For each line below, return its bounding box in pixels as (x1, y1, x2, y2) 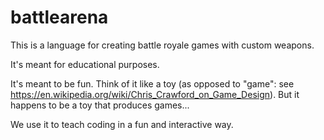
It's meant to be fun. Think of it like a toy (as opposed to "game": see (10, 77, 295, 90)
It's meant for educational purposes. (10, 58, 160, 70)
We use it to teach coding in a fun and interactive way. (10, 118, 234, 130)
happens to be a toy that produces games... (10, 99, 190, 111)
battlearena (10, 6, 109, 29)
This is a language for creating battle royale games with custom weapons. (10, 39, 315, 51)
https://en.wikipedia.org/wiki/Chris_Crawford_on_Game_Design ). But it (10, 88, 300, 100)
